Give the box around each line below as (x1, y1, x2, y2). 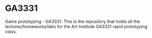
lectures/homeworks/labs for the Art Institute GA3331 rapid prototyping (5, 23, 148, 29)
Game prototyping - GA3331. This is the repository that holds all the (5, 19, 140, 24)
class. (5, 28, 17, 34)
